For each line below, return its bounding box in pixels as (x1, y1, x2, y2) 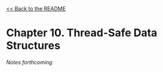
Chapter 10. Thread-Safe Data (6, 26, 158, 40)
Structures (6, 39, 61, 53)
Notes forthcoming (6, 58, 53, 65)
